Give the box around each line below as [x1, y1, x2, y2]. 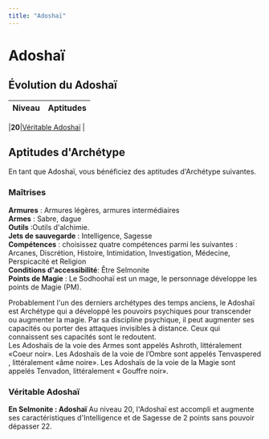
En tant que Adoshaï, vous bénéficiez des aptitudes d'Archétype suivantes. [8, 166, 257, 177]
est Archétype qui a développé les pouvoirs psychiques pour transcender [8, 306, 251, 316]
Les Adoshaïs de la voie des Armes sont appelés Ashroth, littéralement [8, 340, 243, 350]
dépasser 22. [8, 421, 52, 431]
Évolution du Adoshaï [8, 78, 118, 92]
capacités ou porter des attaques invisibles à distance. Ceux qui [8, 323, 221, 333]
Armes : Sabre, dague [8, 214, 82, 224]
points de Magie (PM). [8, 282, 82, 292]
